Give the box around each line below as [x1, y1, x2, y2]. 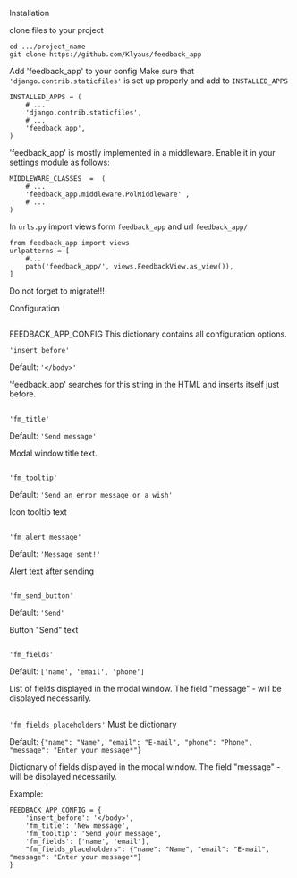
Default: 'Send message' [9, 430, 97, 441]
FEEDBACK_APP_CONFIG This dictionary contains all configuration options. [9, 328, 288, 339]
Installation [9, 8, 50, 18]
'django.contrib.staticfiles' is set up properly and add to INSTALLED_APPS [9, 75, 289, 86]
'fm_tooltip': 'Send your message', [25, 829, 163, 838]
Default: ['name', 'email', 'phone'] [9, 666, 145, 677]
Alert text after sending [9, 566, 94, 576]
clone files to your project [9, 25, 104, 35]
